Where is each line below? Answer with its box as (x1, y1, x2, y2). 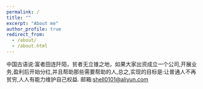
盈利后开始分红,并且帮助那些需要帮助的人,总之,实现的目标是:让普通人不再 (13, 68, 197, 75)
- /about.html (12, 43, 48, 49)
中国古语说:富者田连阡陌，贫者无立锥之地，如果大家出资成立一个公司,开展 (6, 60, 192, 68)
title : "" (6, 15, 32, 21)
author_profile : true (6, 26, 62, 32)
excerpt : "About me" (6, 20, 59, 26)
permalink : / (6, 9, 40, 15)
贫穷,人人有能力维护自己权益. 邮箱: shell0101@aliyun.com (6, 76, 149, 83)
